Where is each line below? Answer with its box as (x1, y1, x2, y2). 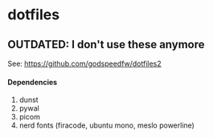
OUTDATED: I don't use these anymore (7, 38, 206, 51)
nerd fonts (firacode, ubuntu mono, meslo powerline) (18, 120, 195, 130)
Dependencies (7, 77, 58, 87)
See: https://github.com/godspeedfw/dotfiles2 (7, 59, 162, 68)
